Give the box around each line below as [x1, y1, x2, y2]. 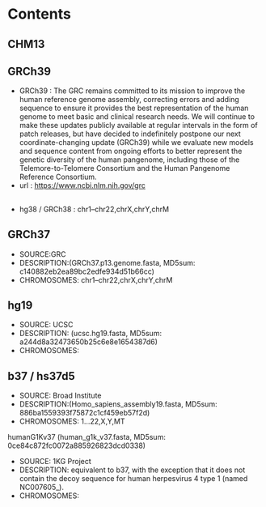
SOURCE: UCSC [19, 320, 74, 330]
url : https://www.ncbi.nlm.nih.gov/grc [19, 181, 146, 190]
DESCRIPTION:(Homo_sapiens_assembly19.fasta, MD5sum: [19, 399, 217, 409]
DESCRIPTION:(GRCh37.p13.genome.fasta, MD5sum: [19, 258, 196, 267]
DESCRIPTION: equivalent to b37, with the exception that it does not [19, 465, 246, 475]
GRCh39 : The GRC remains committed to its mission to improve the [19, 86, 246, 96]
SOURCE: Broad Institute [19, 390, 102, 401]
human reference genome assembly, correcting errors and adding [19, 95, 239, 104]
